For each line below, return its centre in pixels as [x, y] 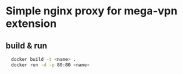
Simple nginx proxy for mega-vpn [91, 11]
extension [31, 24]
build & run [27, 46]
